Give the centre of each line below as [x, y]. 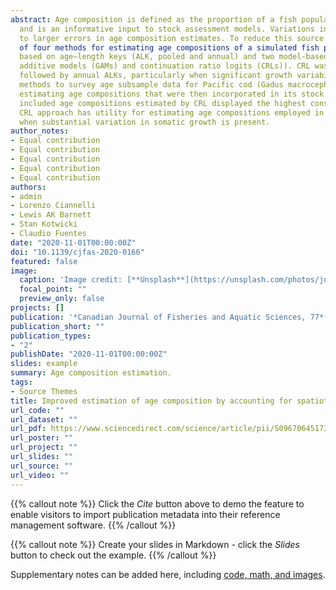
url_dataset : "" [44, 419]
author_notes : [40, 131]
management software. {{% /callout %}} [93, 525]
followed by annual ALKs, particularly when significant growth [156, 76]
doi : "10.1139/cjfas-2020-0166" [77, 252]
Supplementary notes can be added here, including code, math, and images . [168, 574]
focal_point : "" [53, 289]
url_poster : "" [42, 438]
